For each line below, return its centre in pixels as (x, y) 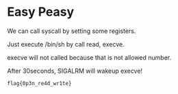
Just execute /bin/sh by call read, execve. (66, 44)
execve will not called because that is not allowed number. (89, 57)
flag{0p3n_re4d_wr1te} (39, 83)
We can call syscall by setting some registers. (72, 31)
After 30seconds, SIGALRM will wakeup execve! (75, 71)
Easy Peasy (41, 12)
